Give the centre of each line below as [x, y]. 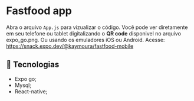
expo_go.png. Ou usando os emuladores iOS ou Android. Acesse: [86, 40]
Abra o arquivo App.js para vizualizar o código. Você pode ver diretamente [97, 27]
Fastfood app [39, 11]
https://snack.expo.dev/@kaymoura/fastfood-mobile [70, 46]
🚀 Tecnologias [33, 65]
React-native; [31, 91]
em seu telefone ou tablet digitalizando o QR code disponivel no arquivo [94, 33]
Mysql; [23, 85]
